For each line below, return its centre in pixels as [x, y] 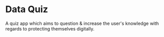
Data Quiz [27, 9]
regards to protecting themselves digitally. [50, 28]
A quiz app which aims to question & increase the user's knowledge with [82, 23]
